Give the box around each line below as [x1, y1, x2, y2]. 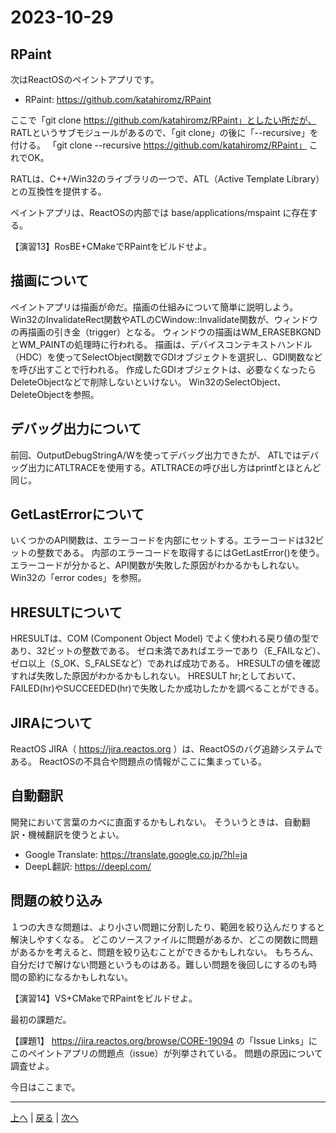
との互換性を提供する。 [10, 186, 107, 197]
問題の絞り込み [10, 892, 103, 910]
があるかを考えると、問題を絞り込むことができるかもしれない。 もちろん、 [10, 946, 319, 958]
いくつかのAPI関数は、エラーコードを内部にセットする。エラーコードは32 [10, 534, 316, 546]
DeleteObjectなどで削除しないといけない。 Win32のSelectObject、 [10, 376, 287, 388]
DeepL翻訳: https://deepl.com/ [24, 860, 152, 872]
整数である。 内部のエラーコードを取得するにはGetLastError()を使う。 [36, 547, 325, 559]
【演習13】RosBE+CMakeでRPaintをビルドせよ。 [10, 241, 213, 252]
